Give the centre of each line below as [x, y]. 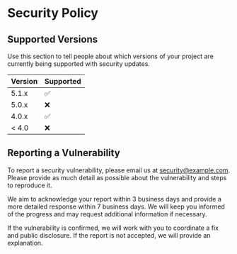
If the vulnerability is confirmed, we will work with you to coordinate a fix [113, 228]
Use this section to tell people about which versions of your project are [110, 56]
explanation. [25, 243]
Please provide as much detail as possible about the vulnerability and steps [117, 177]
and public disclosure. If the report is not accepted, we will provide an [109, 235]
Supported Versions [52, 39]
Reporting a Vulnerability [64, 153]
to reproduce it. [30, 185]
